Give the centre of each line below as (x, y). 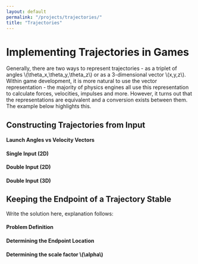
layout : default (26, 12)
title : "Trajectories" (34, 23)
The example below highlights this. (49, 106)
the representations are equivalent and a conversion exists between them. (97, 100)
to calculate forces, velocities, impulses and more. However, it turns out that (99, 94)
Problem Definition (30, 227)
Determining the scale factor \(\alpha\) (55, 254)
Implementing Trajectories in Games (98, 52)
